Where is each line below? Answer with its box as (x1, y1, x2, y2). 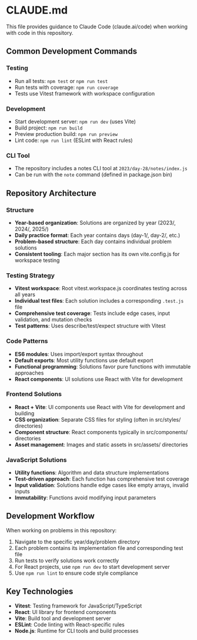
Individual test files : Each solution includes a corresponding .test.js (14, 297, 184, 304)
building (14, 410, 35, 417)
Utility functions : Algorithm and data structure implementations (14, 469, 169, 476)
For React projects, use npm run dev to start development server (14, 563, 170, 570)
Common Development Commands (6, 47, 137, 57)
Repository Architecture (6, 188, 96, 198)
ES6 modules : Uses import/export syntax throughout (14, 350, 143, 357)
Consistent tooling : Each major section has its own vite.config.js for (14, 250, 180, 257)
